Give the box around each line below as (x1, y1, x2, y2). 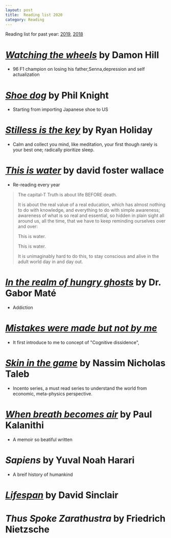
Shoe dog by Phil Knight (5, 89, 109, 101)
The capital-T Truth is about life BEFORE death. (17, 192, 117, 198)
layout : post (5, 7, 33, 13)
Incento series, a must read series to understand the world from (12, 385, 147, 391)
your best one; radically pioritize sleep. (12, 147, 95, 153)
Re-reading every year (12, 182, 60, 188)
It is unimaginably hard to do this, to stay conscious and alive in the (17, 253, 159, 260)
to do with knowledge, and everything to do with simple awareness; (17, 207, 160, 213)
